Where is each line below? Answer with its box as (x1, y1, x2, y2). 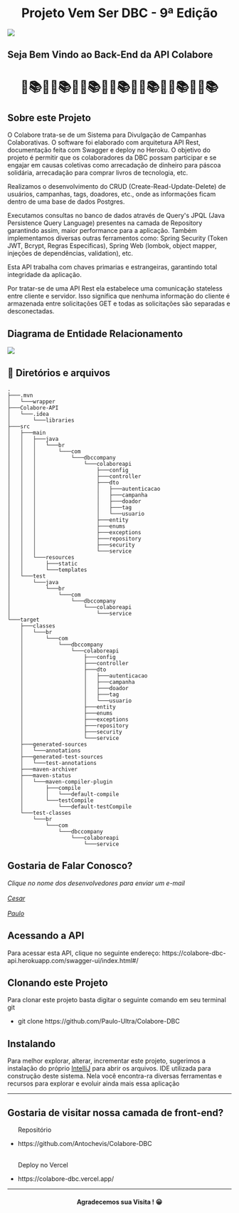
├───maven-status (20, 771, 72, 779)
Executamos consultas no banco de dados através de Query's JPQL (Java (7, 212, 225, 220)
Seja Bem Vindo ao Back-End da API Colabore (7, 48, 213, 61)
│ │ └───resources (7, 553, 75, 561)
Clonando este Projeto (7, 977, 108, 989)
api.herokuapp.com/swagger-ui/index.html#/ (7, 956, 139, 964)
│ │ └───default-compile (20, 791, 119, 798)
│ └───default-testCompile (20, 803, 132, 810)
